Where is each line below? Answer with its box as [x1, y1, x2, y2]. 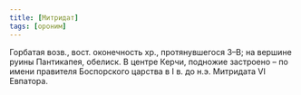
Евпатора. [9, 75, 48, 86]
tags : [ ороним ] [9, 22, 67, 31]
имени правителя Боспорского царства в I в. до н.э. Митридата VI [9, 65, 266, 77]
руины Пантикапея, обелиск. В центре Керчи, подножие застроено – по [9, 56, 288, 67]
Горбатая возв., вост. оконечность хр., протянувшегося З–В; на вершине [9, 46, 292, 57]
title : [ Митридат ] [9, 13, 79, 23]
